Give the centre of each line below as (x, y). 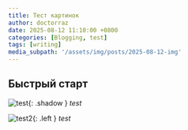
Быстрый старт (48, 84)
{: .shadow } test (55, 102)
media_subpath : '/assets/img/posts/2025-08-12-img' (95, 52)
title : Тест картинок (44, 15)
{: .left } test (52, 118)
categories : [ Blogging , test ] (58, 37)
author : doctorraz (38, 23)
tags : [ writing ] (35, 45)
